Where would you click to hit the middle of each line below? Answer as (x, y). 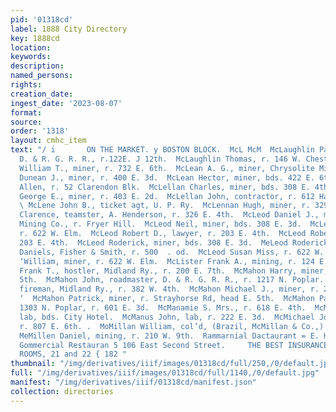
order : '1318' (40, 131)
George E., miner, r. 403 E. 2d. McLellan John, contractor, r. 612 (167, 196)
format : (26, 112)
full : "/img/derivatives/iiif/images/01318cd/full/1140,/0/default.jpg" (165, 373)
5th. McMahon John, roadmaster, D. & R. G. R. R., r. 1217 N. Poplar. (172, 280)
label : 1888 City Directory (69, 29)
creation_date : (42, 94)
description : (37, 66)
